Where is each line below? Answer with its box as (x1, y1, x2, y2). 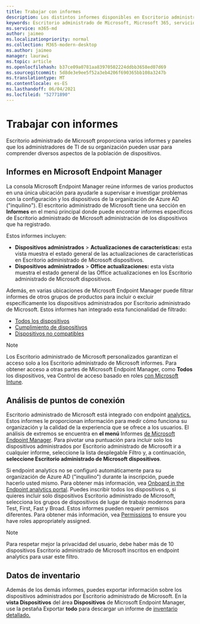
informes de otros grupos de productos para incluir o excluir (6, 293, 154, 300)
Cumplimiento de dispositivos (14, 324, 87, 331)
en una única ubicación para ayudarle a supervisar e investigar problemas (6, 189, 188, 196)
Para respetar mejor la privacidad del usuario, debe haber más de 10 (6, 541, 174, 548)
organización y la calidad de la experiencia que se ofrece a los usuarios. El (6, 424, 189, 431)
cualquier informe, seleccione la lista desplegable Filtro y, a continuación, (6, 449, 186, 456)
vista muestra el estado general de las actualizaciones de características (14, 250, 193, 257)
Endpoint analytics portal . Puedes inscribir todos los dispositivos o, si (6, 486, 176, 493)
